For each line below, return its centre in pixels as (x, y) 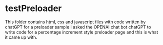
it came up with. (21, 37)
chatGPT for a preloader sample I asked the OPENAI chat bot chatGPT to (78, 27)
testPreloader (33, 8)
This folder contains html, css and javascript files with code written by (75, 22)
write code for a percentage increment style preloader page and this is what (82, 32)
